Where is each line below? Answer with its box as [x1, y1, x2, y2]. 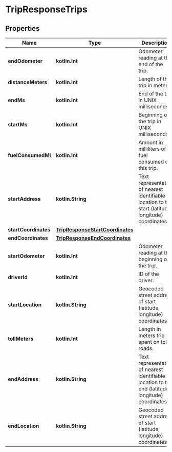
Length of [138, 75, 162, 83]
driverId [8, 273, 28, 281]
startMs [8, 121, 28, 128]
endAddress [8, 376, 38, 383]
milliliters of [138, 145, 166, 152]
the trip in [138, 118, 161, 125]
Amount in [138, 139, 163, 146]
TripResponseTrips [5, 4, 88, 15]
